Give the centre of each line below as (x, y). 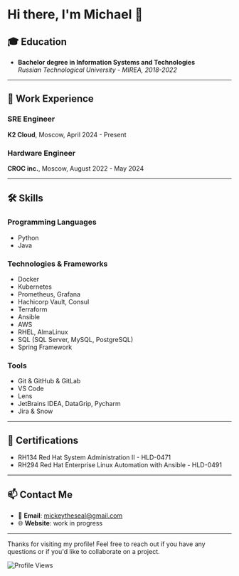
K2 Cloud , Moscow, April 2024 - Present (67, 134)
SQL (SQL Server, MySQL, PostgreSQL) (75, 339)
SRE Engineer (31, 119)
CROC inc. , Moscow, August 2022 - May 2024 (76, 168)
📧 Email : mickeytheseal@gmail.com (70, 516)
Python (28, 238)
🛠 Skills (26, 198)
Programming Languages (52, 222)
